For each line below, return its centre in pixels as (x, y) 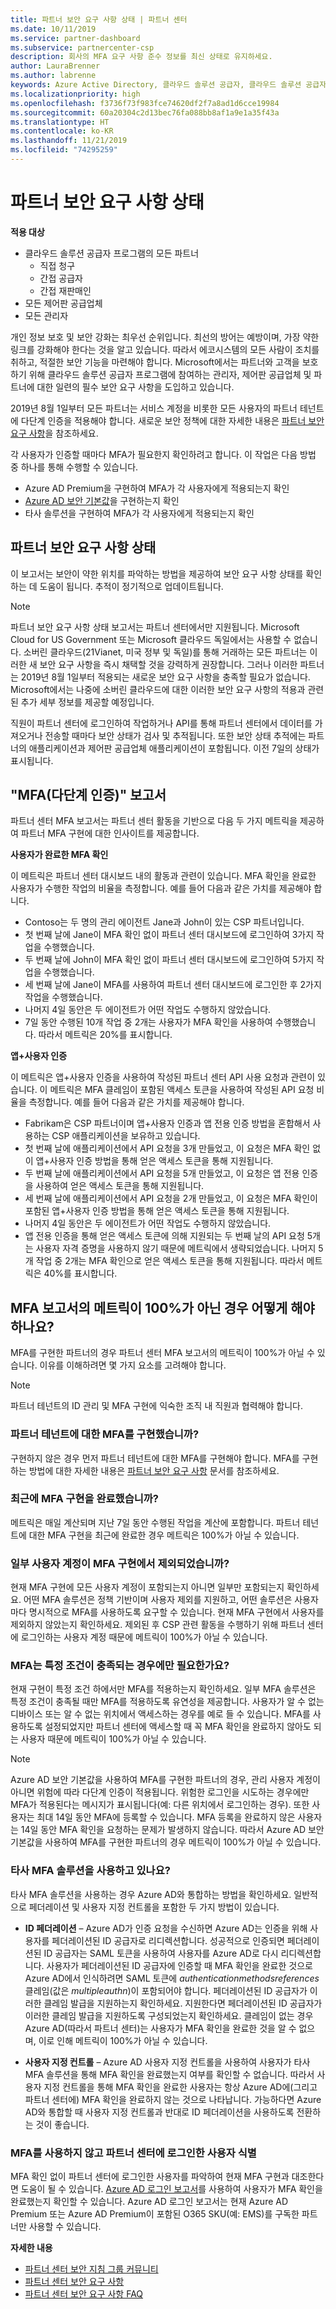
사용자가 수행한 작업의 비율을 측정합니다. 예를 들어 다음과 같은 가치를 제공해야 (161, 888)
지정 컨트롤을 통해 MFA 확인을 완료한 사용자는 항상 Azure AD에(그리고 (180, 2087)
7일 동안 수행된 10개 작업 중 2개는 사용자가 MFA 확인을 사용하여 (148, 1022)
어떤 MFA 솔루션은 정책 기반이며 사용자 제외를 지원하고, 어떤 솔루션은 (158, 1600)
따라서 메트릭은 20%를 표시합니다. (105, 1035)
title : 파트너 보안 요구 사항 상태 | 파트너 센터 (99, 19)
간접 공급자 (61, 278)
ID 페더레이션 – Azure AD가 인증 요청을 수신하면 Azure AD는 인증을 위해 (166, 1928)
